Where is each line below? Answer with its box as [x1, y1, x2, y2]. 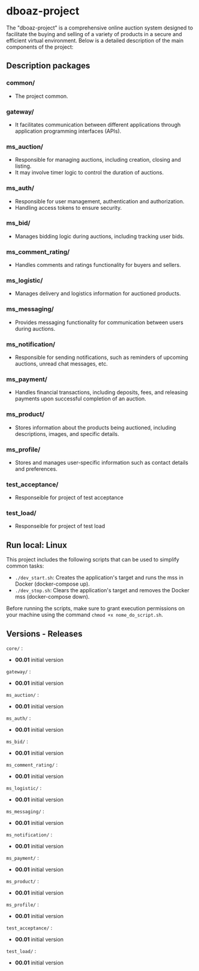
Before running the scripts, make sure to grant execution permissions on [6, 605, 185, 612]
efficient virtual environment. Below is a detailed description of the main [6, 37, 184, 44]
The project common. [14, 92, 68, 100]
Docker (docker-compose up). [14, 580, 90, 587]
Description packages [6, 61, 91, 71]
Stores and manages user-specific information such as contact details [14, 459, 189, 466]
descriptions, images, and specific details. [14, 430, 120, 437]
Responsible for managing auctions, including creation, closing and [14, 156, 181, 164]
